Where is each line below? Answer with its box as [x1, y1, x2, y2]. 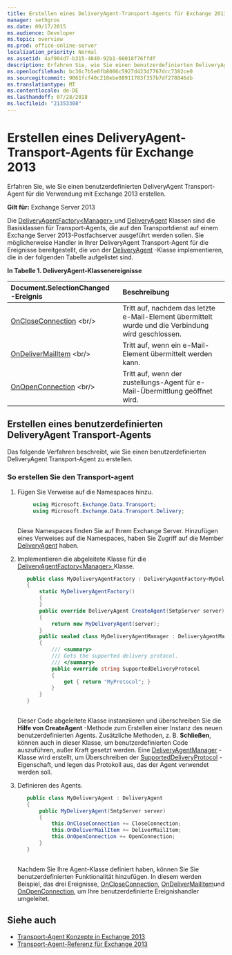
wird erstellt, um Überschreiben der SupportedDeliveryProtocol [37, 753, 218, 761]
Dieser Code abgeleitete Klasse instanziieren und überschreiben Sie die [17, 716, 222, 725]
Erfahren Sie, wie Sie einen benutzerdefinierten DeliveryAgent [7, 182, 184, 190]
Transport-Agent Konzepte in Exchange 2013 [17, 933, 146, 941]
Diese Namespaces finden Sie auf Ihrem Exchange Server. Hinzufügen [17, 526, 219, 535]
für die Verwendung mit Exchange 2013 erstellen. [26, 189, 166, 198]
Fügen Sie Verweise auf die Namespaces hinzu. [17, 488, 153, 496]
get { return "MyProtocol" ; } [64, 678, 151, 685]
